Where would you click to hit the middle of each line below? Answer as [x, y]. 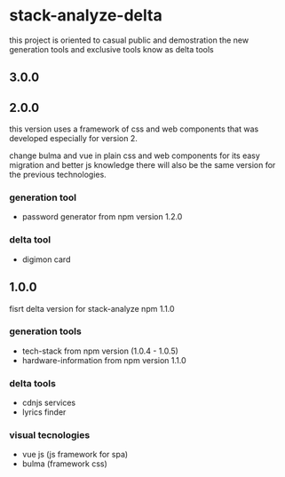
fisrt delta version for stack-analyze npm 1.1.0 [92, 308]
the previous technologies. [58, 175]
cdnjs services [49, 403]
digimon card [46, 259]
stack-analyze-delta [86, 16]
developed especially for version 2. [73, 139]
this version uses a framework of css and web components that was [134, 129]
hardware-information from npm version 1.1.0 [104, 360]
